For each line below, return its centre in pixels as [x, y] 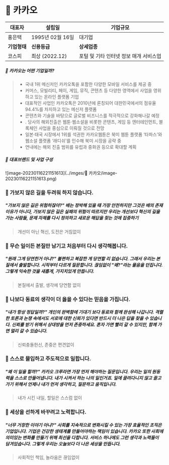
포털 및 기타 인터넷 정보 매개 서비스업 [120, 56]
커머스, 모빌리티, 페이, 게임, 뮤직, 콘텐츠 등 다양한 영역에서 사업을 [89, 90]
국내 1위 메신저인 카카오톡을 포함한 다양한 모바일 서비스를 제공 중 [88, 84]
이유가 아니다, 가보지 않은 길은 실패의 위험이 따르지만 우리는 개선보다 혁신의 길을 [82, 212]
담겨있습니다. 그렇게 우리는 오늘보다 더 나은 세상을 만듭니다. [63, 444]
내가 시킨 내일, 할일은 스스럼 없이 [50, 398]
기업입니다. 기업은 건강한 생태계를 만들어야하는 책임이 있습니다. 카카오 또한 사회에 [84, 431]
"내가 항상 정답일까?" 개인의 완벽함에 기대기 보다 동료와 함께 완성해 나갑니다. [80, 312]
